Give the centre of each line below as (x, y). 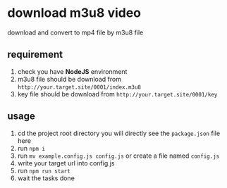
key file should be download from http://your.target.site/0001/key (117, 94)
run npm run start (44, 170)
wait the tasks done (46, 178)
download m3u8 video (74, 13)
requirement (35, 55)
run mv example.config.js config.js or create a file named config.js (118, 156)
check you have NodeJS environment (72, 71)
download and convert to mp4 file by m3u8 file (75, 32)
